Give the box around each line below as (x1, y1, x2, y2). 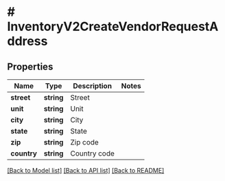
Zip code (70, 138, 99, 147)
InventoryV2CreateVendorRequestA (7, 19, 219, 34)
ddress (7, 34, 48, 49)
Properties (7, 61, 54, 72)
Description (73, 81, 112, 90)
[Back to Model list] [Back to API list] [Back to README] (7, 167, 165, 174)
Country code (70, 149, 115, 158)
